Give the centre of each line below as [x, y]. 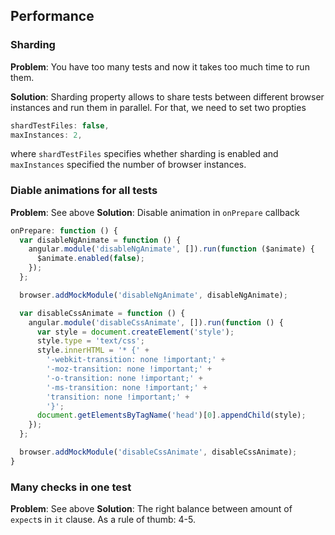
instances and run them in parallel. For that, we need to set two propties [158, 107]
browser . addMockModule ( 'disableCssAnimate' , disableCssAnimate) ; [158, 452]
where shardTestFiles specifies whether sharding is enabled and [144, 154]
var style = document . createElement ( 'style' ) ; [135, 332]
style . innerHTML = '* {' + [93, 350]
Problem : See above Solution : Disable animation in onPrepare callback [155, 212]
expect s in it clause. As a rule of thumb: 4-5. [103, 520]
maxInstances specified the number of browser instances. [128, 165]
